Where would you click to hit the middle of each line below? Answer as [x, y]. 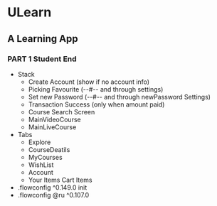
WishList [41, 165]
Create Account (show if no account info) [89, 82]
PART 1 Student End [42, 59]
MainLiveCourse [52, 127]
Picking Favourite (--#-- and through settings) [96, 89]
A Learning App [43, 39]
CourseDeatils [49, 149]
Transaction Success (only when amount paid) [96, 104]
